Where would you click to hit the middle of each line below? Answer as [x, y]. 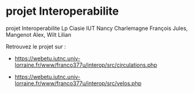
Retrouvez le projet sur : [36, 46]
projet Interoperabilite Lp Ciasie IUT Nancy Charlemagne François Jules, [97, 28]
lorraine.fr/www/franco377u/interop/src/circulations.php [86, 65]
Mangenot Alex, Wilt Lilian [39, 34]
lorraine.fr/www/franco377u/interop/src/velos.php [78, 83]
